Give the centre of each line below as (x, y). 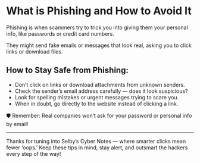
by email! (17, 124)
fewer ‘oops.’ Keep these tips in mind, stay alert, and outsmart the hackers (97, 148)
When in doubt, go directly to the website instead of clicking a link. (96, 104)
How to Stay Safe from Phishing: (68, 70)
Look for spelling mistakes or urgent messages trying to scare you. (97, 97)
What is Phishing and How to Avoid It (99, 11)
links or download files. (35, 51)
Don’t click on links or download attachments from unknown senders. (100, 84)
